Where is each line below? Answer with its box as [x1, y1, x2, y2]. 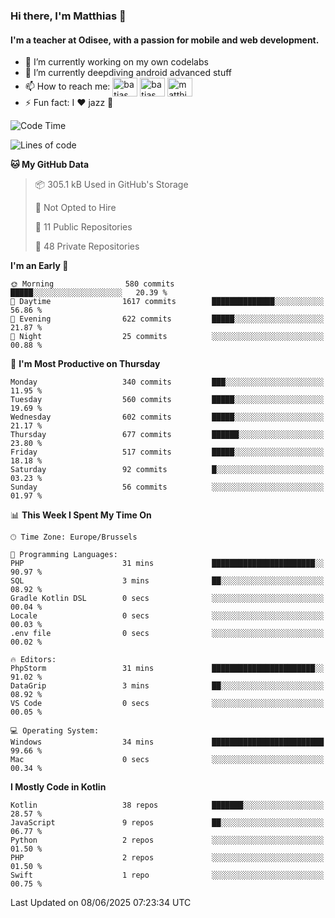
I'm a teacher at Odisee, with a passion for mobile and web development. [10, 34, 320, 46]
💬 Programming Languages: [10, 550, 118, 560]
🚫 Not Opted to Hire [34, 202, 117, 214]
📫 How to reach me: [24, 80, 111, 92]
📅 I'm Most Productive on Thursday [10, 358, 161, 370]
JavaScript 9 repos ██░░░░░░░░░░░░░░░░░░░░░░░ [10, 818, 325, 828]
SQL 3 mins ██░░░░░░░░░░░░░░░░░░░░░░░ [10, 576, 325, 586]
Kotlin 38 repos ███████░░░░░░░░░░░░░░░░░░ [10, 800, 325, 811]
